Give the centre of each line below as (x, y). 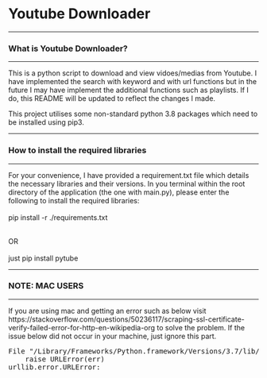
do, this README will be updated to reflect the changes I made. (112, 98)
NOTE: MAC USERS (46, 286)
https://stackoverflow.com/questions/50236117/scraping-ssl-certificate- (126, 319)
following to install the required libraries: (74, 200)
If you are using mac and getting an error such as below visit (107, 310)
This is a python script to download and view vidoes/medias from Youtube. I (133, 73)
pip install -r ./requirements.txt (58, 217)
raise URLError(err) (65, 359)
